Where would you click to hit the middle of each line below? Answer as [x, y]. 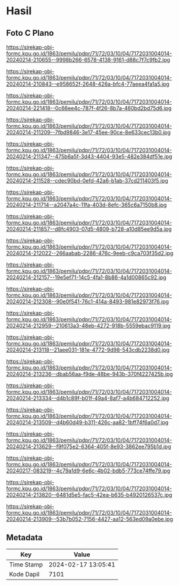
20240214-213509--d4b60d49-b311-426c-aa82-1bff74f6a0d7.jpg [87, 422]
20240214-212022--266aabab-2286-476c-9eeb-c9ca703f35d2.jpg [90, 253]
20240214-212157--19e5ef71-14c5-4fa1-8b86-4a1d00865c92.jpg [86, 277]
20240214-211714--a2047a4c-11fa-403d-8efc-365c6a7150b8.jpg [87, 205]
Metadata [24, 538]
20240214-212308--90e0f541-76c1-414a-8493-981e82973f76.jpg [88, 301]
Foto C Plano [30, 33]
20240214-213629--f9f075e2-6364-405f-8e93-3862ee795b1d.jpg [89, 446]
